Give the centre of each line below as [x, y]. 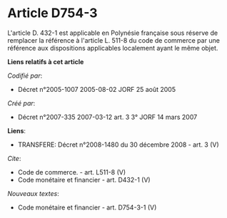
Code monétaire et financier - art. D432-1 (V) [84, 180]
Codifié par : [25, 76]
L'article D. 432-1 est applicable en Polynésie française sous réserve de [113, 33]
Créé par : [21, 103]
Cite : [14, 158]
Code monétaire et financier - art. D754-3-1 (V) [87, 207]
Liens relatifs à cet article [46, 61]
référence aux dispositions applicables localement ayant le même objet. [113, 48]
